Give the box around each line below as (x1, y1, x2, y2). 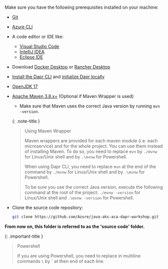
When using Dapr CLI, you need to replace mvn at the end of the (24, 164, 156, 170)
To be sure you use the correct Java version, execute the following (24, 184, 163, 190)
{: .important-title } (5, 233, 43, 239)
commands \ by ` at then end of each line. (17, 258, 105, 264)
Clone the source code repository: (12, 204, 83, 210)
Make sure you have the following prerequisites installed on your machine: (5, 5, 159, 10)
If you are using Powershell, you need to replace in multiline (17, 252, 141, 259)
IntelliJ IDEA (19, 49, 45, 55)
